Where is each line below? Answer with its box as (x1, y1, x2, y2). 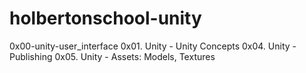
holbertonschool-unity (9, 7, 202, 30)
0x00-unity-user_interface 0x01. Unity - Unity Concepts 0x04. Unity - (9, 40, 297, 52)
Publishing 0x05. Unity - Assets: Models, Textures (9, 50, 216, 62)
